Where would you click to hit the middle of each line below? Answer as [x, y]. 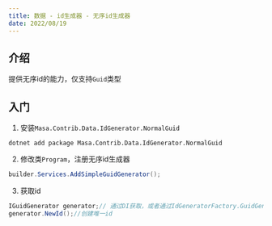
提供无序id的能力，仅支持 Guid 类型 [65, 79]
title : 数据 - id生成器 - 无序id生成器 [70, 16]
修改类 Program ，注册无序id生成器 [75, 159]
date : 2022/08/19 [38, 23]
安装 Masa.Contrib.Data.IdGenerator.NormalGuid [100, 128]
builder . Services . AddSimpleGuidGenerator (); [85, 174]
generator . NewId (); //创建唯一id [61, 213]
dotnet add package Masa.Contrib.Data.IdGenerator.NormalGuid [115, 143]
